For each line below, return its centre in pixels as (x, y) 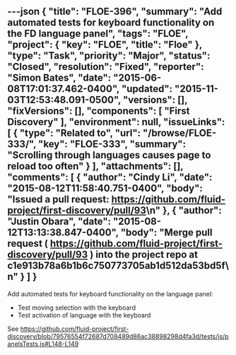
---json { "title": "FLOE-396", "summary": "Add (115, 12)
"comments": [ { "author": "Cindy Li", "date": (110, 177)
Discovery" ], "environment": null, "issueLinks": (116, 122)
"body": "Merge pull (166, 233)
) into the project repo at (143, 255)
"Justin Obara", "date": (59, 222)
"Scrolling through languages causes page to (109, 155)
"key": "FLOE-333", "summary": (112, 144)
